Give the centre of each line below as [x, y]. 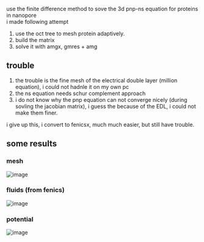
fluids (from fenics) [36, 190]
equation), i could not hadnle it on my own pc [72, 87]
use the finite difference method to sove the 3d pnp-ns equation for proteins [102, 9]
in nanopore [21, 15]
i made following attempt [38, 22]
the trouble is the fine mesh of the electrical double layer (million [96, 80]
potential [20, 219]
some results [31, 144]
